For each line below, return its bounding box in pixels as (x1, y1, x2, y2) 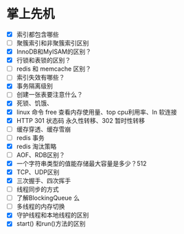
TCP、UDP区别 (16, 167, 60, 176)
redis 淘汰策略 (16, 142, 57, 150)
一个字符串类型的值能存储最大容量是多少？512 (16, 159, 147, 167)
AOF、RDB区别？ (16, 150, 66, 159)
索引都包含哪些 (16, 30, 59, 38)
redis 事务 (16, 133, 45, 141)
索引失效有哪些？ (16, 73, 65, 82)
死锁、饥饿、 (16, 99, 53, 107)
